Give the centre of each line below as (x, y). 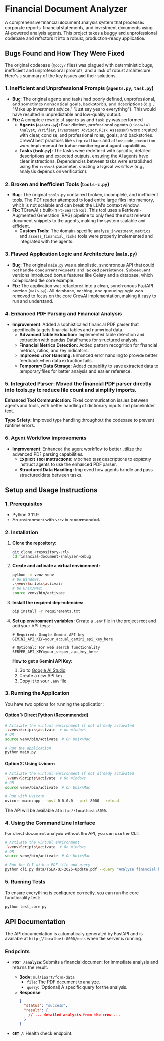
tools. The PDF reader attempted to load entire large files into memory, (83, 200)
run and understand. (33, 301)
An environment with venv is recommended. (56, 520)
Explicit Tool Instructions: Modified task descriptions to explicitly (85, 459)
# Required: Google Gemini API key (48, 635)
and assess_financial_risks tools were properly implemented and (86, 236)
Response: (31, 992)
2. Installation (21, 532)
